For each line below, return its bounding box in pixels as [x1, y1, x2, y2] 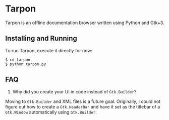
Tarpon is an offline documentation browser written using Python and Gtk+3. [5, 20, 164, 26]
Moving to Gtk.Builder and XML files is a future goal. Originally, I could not [5, 98, 160, 104]
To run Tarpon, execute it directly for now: [5, 47, 92, 53]
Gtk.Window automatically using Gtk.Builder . [5, 109, 97, 115]
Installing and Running [5, 34, 77, 43]
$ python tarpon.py [5, 61, 46, 67]
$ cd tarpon [5, 57, 30, 62]
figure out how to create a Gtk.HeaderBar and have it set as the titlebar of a [5, 103, 160, 109]
